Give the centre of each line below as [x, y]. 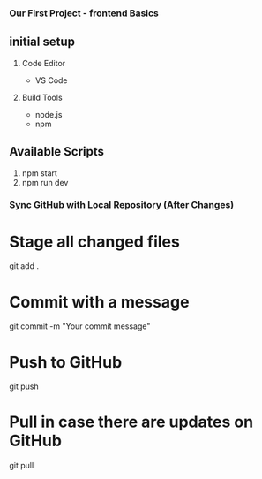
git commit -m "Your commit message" [80, 326]
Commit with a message [99, 302]
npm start [39, 173]
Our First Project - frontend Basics [84, 13]
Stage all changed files [95, 242]
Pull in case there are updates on [131, 422]
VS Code [51, 80]
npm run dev [45, 182]
